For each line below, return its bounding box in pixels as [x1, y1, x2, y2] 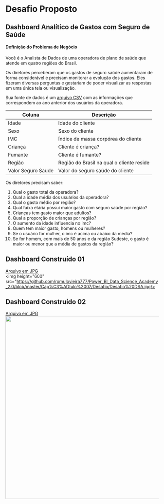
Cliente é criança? [58, 143, 99, 150]
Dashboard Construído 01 [5, 255, 85, 263]
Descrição [91, 111, 116, 118]
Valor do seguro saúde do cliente [58, 167, 134, 174]
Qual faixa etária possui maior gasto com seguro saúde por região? [12, 204, 147, 210]
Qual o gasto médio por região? [12, 199, 76, 205]
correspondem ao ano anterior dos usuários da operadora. [5, 100, 123, 105]
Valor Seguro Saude [8, 167, 54, 174]
